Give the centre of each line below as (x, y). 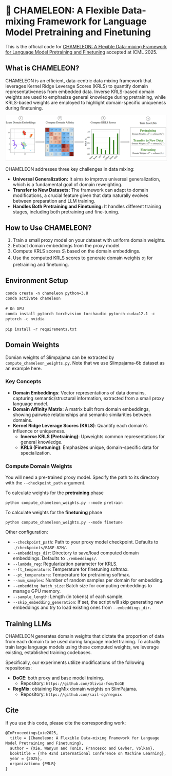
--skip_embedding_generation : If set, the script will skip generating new (88, 602)
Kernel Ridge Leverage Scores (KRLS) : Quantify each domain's (80, 425)
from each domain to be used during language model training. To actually (83, 641)
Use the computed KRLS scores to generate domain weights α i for (83, 258)
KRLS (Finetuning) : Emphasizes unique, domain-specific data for (90, 447)
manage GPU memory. (37, 591)
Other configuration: (27, 532)
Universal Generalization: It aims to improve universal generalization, (87, 179)
